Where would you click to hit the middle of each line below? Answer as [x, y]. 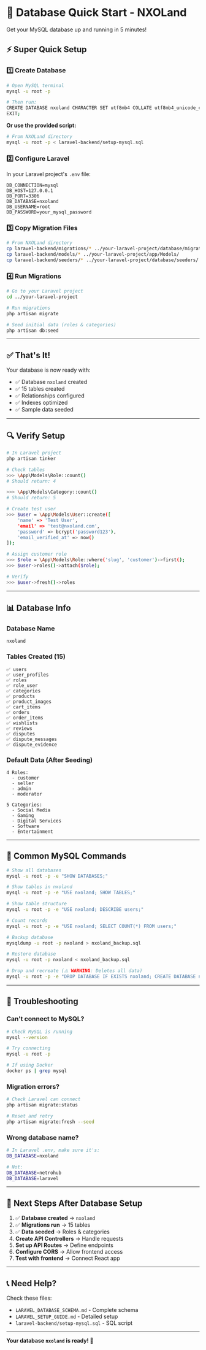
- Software [26, 826]
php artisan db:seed [33, 331]
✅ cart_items [24, 707]
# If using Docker [30, 1065]
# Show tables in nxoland [39, 887]
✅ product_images [29, 702]
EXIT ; [13, 114]
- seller [23, 783]
